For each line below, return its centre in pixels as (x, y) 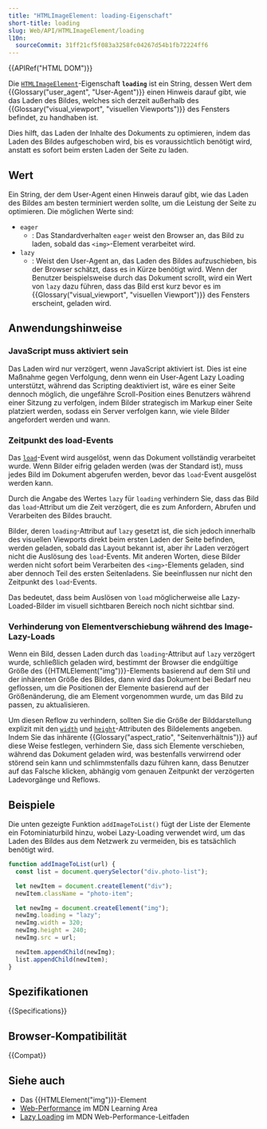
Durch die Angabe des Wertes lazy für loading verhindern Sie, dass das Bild (133, 498)
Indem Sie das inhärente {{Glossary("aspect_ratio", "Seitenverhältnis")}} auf (133, 737)
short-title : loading (44, 23)
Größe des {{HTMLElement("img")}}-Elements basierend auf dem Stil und (130, 671)
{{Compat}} (27, 1055)
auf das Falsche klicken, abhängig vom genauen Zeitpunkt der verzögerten (132, 771)
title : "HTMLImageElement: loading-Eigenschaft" (90, 16)
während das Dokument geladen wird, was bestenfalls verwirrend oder (125, 754)
